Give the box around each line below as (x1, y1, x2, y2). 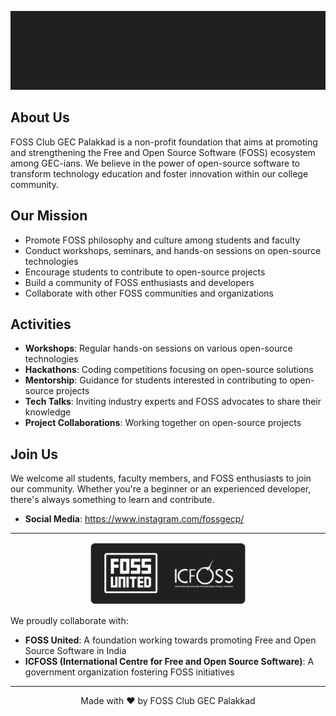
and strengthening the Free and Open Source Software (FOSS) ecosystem (10, 146, 316, 158)
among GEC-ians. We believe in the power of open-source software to (10, 157, 300, 169)
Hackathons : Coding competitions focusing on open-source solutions (24, 364, 314, 376)
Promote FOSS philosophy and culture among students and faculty (24, 234, 301, 246)
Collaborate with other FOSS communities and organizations (24, 287, 274, 299)
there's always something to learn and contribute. (10, 494, 215, 506)
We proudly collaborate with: (10, 615, 129, 627)
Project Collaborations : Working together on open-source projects (24, 417, 302, 429)
